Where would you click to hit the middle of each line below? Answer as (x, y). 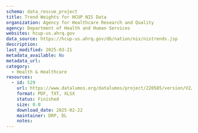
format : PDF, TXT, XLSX (46, 94)
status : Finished (38, 99)
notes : (25, 121)
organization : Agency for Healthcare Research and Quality (80, 22)
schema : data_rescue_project (42, 11)
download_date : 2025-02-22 (50, 110)
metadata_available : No (35, 55)
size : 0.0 (29, 104)
